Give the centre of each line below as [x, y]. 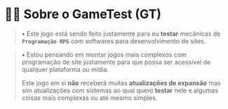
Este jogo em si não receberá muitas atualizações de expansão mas [121, 82]
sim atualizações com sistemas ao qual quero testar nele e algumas [120, 90]
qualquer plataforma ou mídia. [65, 69]
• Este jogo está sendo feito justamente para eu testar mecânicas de [121, 34]
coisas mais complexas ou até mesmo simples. [89, 98]
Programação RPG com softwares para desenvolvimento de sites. [114, 41]
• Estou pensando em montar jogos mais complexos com [104, 54]
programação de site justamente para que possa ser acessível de [116, 61]
